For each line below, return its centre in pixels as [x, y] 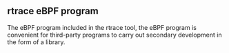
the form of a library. [36, 42]
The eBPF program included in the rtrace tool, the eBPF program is [102, 27]
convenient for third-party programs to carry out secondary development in [114, 35]
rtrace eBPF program [53, 11]
